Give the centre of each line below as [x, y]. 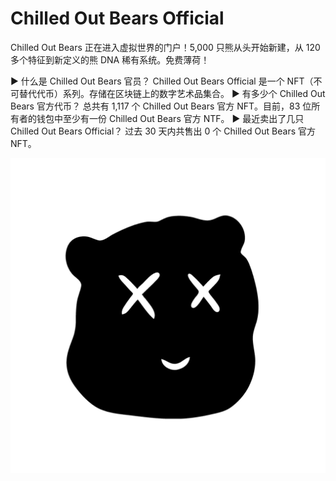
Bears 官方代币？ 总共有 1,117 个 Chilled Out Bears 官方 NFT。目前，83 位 [161, 106]
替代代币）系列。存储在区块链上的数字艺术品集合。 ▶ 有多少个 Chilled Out [172, 93]
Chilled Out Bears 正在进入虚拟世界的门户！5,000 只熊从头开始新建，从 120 [165, 47]
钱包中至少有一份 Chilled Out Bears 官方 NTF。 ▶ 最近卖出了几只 [170, 118]
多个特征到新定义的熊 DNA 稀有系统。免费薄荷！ [110, 59]
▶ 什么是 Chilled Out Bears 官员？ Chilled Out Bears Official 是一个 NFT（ [162, 81]
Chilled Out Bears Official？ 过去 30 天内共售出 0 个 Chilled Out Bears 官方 [163, 131]
